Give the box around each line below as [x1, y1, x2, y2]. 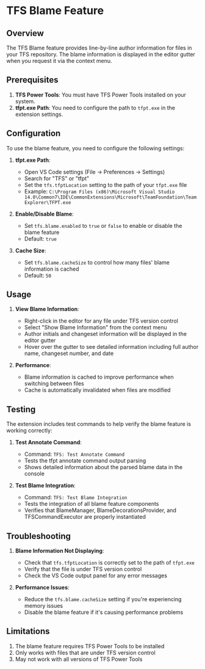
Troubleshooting [6, 531, 71, 541]
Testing [6, 404, 36, 414]
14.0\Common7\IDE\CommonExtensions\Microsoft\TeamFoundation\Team [24, 194, 197, 200]
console [24, 470, 45, 477]
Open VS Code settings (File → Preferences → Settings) [24, 168, 165, 175]
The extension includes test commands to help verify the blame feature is [6, 420, 191, 428]
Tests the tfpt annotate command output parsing [24, 457, 146, 464]
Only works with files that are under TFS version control [15, 649, 156, 656]
